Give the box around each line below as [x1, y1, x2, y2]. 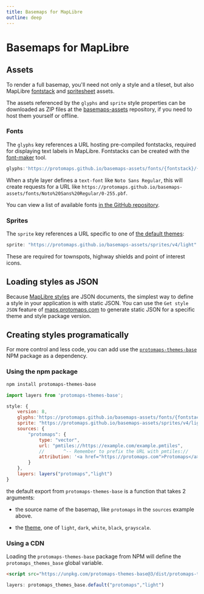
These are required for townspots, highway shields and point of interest [6, 252, 185, 260]
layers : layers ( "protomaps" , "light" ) [17, 471, 113, 477]
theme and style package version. [6, 312, 92, 319]
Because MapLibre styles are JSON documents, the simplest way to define [6, 292, 194, 300]
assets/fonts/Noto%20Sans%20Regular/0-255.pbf [6, 191, 126, 197]
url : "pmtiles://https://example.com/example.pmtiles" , [38, 442, 183, 449]
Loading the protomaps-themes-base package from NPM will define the [6, 553, 182, 560]
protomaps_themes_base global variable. [6, 559, 104, 567]
